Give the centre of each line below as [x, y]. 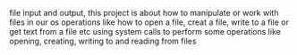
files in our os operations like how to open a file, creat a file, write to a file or [149, 22]
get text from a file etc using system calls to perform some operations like [145, 31]
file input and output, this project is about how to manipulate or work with [144, 13]
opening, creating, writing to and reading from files [103, 41]
